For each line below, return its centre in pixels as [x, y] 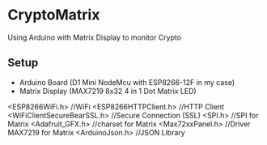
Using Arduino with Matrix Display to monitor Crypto [95, 37]
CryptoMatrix [54, 15]
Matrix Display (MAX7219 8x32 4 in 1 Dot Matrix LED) [108, 91]
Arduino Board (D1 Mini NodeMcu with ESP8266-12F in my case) [127, 82]
